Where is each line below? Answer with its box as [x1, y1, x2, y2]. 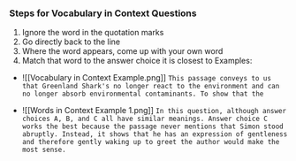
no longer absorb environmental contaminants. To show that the [21, 89, 264, 99]
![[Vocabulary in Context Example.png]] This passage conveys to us [21, 73, 272, 83]
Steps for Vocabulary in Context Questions [9, 7, 197, 19]
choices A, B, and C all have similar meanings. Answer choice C [21, 114, 268, 124]
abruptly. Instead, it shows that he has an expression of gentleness [21, 130, 288, 139]
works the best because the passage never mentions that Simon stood [21, 122, 285, 131]
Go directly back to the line [21, 36, 121, 47]
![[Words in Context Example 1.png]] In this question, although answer [21, 105, 287, 116]
